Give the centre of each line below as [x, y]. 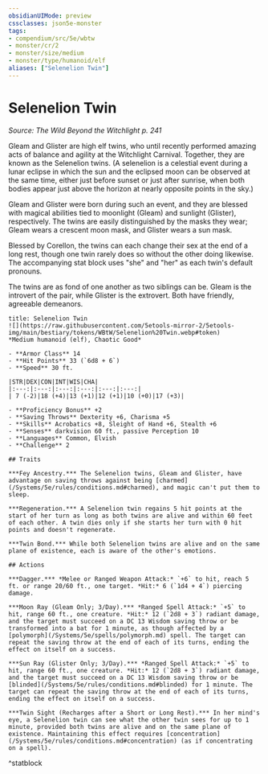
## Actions [26, 565]
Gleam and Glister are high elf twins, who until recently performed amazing [132, 146]
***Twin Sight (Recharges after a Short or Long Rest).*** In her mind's [134, 713]
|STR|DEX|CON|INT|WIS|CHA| [53, 382]
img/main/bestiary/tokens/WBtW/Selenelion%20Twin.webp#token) [114, 332]
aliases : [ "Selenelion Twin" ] [59, 68]
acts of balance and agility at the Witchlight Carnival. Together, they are [127, 154]
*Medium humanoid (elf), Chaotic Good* [75, 340]
